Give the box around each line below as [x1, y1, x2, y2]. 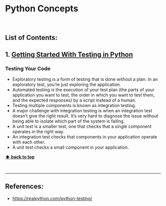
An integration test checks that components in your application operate [12, 134, 157, 140]
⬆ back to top [5, 154, 35, 160]
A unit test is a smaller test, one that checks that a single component [12, 124, 152, 130]
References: [5, 182, 43, 191]
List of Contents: [5, 34, 58, 42]
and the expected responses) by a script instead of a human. [12, 97, 137, 103]
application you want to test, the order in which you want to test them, [12, 92, 155, 98]
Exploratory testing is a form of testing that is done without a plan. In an [12, 76, 158, 82]
